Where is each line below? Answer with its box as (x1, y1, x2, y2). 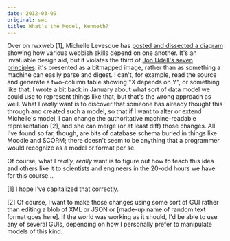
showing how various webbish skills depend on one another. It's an (7, 49, 197, 57)
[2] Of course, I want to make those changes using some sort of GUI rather (7, 198, 219, 207)
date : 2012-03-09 (7, 10, 57, 17)
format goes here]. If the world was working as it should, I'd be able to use (7, 213, 218, 221)
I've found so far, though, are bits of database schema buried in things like (7, 129, 218, 137)
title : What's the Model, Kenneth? (7, 23, 109, 30)
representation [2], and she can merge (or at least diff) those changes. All (7, 122, 216, 130)
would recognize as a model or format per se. (7, 144, 136, 152)
